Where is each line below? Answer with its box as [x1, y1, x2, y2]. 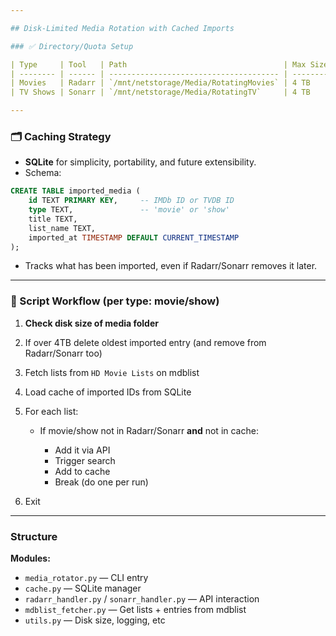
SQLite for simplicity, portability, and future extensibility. [24, 156, 257, 168]
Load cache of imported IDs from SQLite [24, 386, 192, 398]
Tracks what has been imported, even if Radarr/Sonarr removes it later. [24, 260, 318, 272]
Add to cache [54, 465, 111, 477]
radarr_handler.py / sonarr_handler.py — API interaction [24, 593, 260, 605]
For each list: [24, 405, 79, 417]
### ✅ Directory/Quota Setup [10, 41, 134, 51]
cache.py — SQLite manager [24, 582, 142, 595]
